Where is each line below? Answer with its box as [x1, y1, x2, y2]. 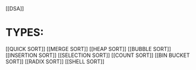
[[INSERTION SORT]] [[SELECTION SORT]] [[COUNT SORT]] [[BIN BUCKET [5, 52, 191, 59]
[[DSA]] [5, 5, 24, 12]
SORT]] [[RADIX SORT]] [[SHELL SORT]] [5, 58, 105, 65]
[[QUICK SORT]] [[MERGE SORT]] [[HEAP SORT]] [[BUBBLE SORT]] [5, 45, 172, 52]
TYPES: [5, 26, 44, 39]
